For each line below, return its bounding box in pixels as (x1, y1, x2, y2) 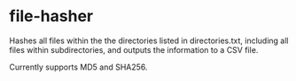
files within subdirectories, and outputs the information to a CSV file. (9, 44, 259, 55)
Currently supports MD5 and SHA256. (9, 62, 148, 72)
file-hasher (9, 6, 94, 26)
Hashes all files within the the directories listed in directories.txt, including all (9, 35, 290, 46)
